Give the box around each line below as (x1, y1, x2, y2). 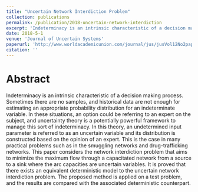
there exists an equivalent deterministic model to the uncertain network (6, 167, 179, 174)
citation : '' (6, 47, 38, 53)
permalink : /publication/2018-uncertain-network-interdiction (6, 19, 162, 25)
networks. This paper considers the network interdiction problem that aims (6, 148, 187, 155)
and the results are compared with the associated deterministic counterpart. (6, 179, 191, 186)
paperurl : (6, 42, 31, 48)
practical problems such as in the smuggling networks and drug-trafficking (6, 142, 188, 149)
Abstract (6, 72, 50, 85)
